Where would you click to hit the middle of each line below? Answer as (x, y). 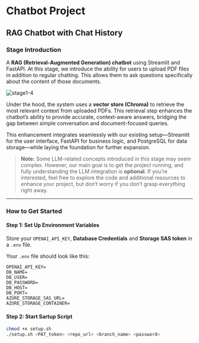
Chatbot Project (46, 11)
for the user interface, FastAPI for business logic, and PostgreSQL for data (97, 141)
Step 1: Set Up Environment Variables (53, 225)
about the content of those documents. (54, 81)
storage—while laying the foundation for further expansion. (78, 147)
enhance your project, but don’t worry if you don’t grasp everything (103, 184)
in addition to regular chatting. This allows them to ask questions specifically (99, 75)
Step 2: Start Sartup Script (39, 316)
